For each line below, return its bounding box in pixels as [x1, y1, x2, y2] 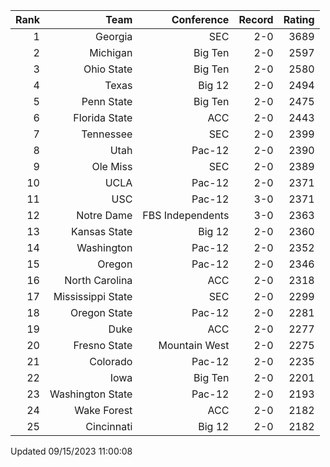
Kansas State [71, 225, 133, 238]
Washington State [49, 387, 133, 401]
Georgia [95, 30, 133, 43]
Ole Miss [91, 160, 133, 173]
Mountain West [158, 339, 230, 352]
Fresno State [73, 339, 133, 352]
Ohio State [83, 62, 133, 76]
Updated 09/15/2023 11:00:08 [10, 445, 133, 457]
